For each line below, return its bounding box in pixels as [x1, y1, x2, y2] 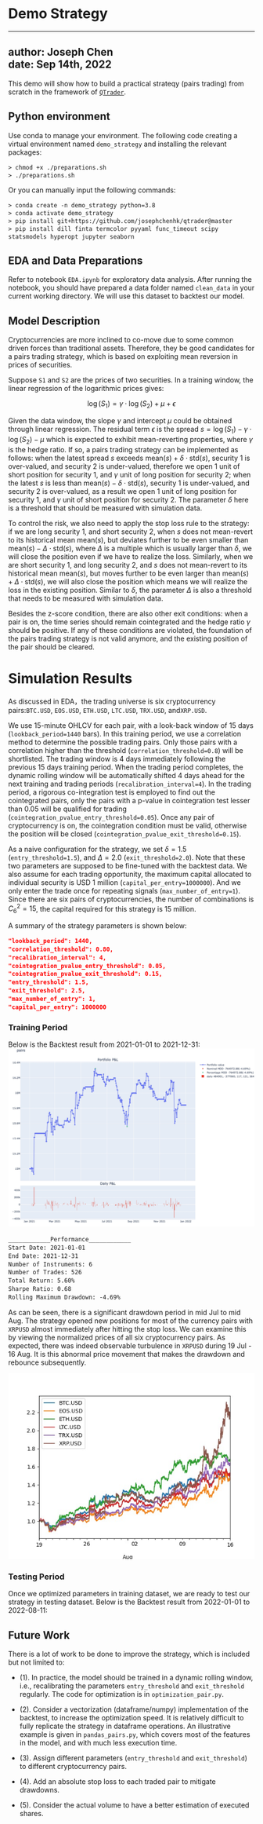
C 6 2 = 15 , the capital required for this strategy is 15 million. [8, 902, 196, 915]
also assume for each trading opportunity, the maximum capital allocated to [8, 869, 252, 879]
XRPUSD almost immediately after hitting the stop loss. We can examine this [8, 1324, 247, 1333]
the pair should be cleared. [8, 642, 95, 652]
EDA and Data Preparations [8, 254, 143, 267]
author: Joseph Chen [8, 46, 113, 59]
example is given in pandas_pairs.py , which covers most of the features [19, 1729, 250, 1739]
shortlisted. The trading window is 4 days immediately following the [8, 754, 226, 763]
